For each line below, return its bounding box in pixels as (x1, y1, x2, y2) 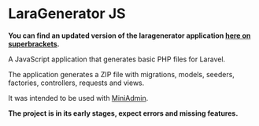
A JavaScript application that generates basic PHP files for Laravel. (8, 54, 226, 64)
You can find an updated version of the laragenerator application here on (8, 31, 251, 40)
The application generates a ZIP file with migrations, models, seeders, (8, 69, 235, 79)
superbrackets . (8, 39, 61, 48)
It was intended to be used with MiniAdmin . (8, 93, 149, 102)
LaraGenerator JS (8, 5, 126, 23)
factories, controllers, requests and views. (8, 78, 145, 87)
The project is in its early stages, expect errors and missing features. (8, 108, 239, 118)
